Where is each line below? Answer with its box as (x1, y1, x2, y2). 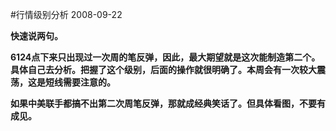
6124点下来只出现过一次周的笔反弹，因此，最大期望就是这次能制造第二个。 (10, 51, 321, 63)
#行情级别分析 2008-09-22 (10, 9, 123, 20)
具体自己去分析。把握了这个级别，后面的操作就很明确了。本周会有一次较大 (10, 64, 317, 75)
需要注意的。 (62, 76, 116, 88)
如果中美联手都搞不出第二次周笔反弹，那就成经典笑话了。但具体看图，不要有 (10, 98, 326, 109)
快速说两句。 (10, 30, 63, 42)
